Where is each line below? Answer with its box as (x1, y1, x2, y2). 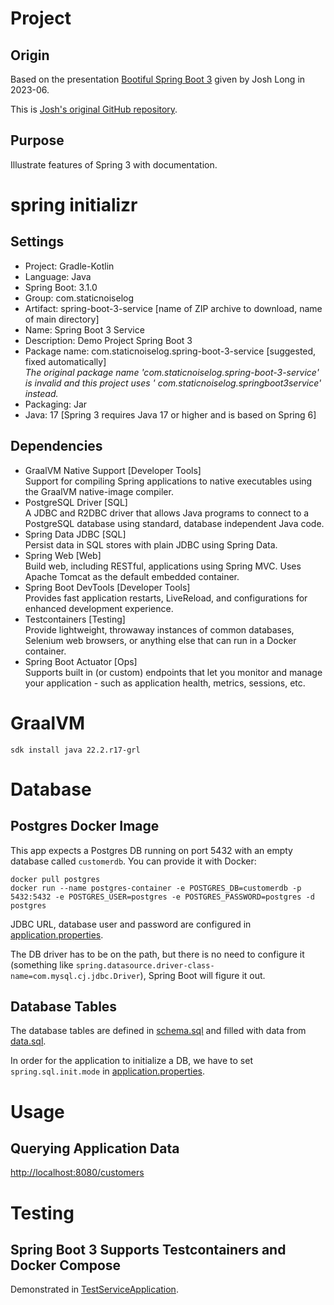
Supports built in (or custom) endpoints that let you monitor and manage (24, 666, 323, 678)
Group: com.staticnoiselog (24, 292, 135, 304)
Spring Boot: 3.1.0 (24, 281, 98, 293)
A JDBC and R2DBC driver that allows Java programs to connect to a (24, 507, 310, 519)
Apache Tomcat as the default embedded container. (24, 570, 240, 582)
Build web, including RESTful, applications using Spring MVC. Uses (24, 560, 302, 572)
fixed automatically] (24, 355, 107, 367)
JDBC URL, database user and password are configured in (10, 918, 252, 930)
